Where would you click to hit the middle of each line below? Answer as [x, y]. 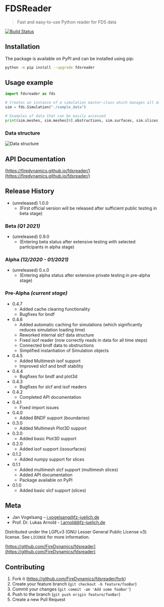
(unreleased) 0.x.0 [31, 270]
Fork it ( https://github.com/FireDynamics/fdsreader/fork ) [69, 579]
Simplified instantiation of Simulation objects [64, 350]
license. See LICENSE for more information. [48, 537]
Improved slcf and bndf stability [51, 366]
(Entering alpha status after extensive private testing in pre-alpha [85, 275]
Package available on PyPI [46, 480]
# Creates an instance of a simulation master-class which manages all [79, 103]
